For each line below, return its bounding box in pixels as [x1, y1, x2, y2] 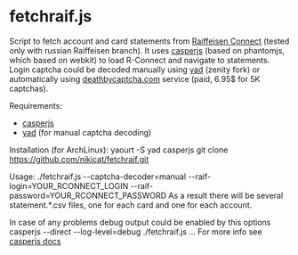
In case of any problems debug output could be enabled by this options [9, 217, 271, 227]
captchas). [9, 83, 49, 94]
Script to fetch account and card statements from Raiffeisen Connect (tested [9, 36, 290, 46]
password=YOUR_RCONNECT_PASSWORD [9, 190, 167, 201]
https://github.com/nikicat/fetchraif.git [9, 153, 149, 164]
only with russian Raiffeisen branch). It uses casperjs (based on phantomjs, [9, 45, 285, 55]
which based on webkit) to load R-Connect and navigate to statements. [9, 54, 270, 65]
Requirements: [9, 100, 62, 111]
